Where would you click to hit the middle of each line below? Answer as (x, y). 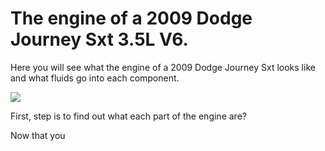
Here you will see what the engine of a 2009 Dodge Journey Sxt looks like (163, 67)
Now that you (38, 135)
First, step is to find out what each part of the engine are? (128, 116)
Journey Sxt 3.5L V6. (99, 39)
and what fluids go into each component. (95, 78)
